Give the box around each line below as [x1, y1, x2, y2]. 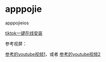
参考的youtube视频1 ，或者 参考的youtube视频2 [5, 51, 101, 57]
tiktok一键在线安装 [5, 30, 43, 36]
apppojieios [5, 20, 29, 26]
